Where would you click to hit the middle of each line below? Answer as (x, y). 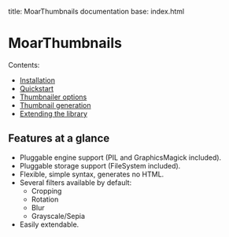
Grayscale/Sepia (58, 216)
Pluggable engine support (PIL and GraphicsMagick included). (120, 157)
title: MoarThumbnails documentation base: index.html (96, 11)
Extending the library (54, 113)
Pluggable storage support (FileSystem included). (100, 165)
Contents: (24, 65)
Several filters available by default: (76, 182)
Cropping (46, 191)
